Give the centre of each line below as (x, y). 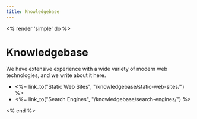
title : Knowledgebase (33, 12)
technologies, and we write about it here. (56, 75)
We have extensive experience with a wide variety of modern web (87, 69)
